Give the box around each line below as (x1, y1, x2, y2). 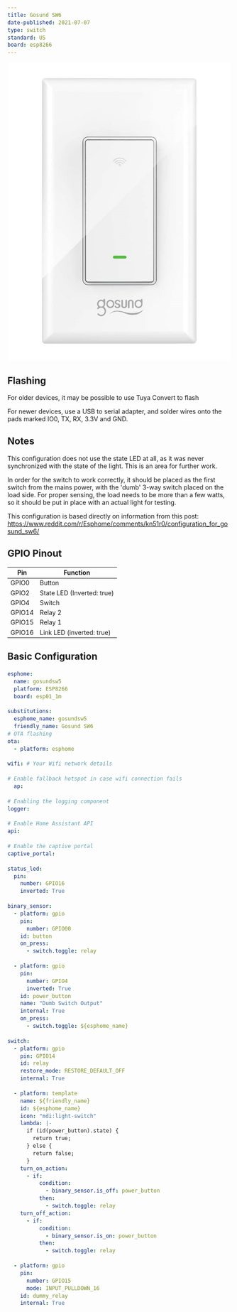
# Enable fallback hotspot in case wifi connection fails (7, 775, 182, 783)
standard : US (7, 34, 46, 41)
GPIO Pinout (7, 548, 62, 560)
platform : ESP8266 (13, 685, 69, 693)
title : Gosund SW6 (7, 11, 62, 18)
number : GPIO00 (26, 925, 72, 932)
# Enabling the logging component (7, 798, 110, 805)
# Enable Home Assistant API (7, 820, 94, 828)
